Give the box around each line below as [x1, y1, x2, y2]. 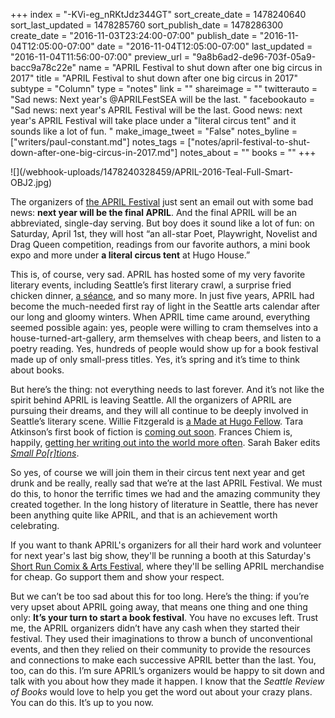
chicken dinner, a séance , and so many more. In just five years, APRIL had [10, 290, 315, 301]
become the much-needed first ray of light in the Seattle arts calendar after [10, 300, 321, 312]
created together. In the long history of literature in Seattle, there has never [10, 499, 319, 510]
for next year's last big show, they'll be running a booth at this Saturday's [10, 550, 312, 561]
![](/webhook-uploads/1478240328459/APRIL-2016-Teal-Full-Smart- [10, 166, 294, 178]
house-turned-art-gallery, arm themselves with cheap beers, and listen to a [10, 332, 322, 344]
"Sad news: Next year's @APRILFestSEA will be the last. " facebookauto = [10, 94, 315, 105]
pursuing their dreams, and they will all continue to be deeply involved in [10, 405, 309, 416]
